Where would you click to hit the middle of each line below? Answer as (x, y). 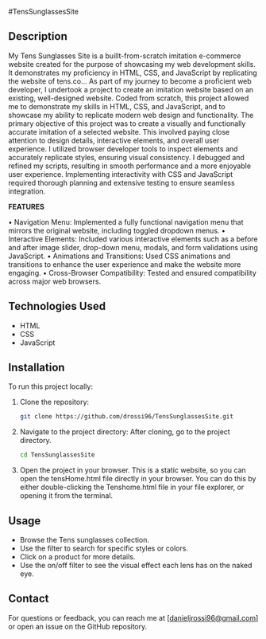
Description (38, 36)
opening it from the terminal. (66, 496)
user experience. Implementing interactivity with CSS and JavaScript (121, 174)
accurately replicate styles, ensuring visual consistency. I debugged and (126, 157)
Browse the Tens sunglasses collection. (84, 540)
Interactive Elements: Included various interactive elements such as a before (133, 239)
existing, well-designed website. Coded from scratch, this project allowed (129, 98)
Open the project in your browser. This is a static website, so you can (133, 470)
